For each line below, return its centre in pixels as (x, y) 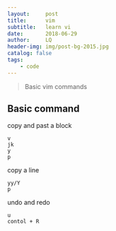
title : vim (31, 20)
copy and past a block (40, 126)
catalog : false (30, 54)
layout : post (33, 14)
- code (30, 66)
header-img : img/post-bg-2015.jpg (58, 47)
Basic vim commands (56, 86)
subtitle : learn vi (39, 27)
